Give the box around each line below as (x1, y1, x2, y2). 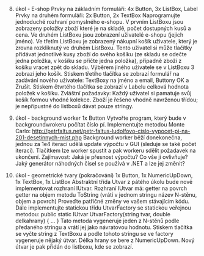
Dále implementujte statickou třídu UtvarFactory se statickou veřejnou (15, 204, 191, 211)
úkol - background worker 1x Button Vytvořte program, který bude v (15, 114, 186, 122)
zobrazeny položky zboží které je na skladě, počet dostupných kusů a (15, 24, 191, 32)
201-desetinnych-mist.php (15, 134, 82, 141)
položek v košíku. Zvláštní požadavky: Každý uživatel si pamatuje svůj (15, 90, 192, 97)
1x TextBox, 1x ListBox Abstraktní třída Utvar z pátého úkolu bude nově (15, 178, 193, 185)
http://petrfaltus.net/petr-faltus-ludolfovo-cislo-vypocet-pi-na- (32, 128, 191, 134)
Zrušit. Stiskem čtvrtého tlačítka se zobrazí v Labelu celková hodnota (15, 83, 189, 90)
